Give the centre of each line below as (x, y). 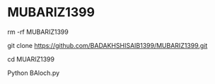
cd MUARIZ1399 (31, 59)
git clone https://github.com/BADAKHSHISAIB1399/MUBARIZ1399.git (107, 45)
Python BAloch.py (34, 73)
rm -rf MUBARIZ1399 (38, 32)
